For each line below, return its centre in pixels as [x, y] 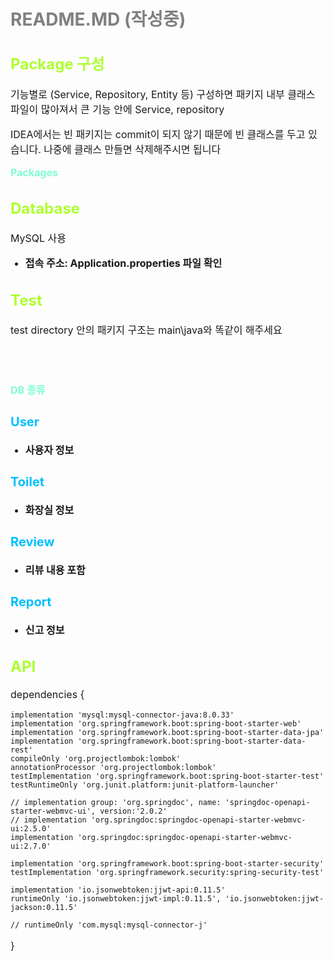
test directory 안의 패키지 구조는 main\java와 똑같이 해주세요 [146, 330]
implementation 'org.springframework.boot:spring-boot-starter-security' [167, 864]
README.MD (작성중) [98, 19]
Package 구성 [57, 64]
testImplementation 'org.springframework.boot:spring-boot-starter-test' [167, 776]
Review [32, 541]
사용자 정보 [49, 450]
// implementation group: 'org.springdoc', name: [116, 803]
